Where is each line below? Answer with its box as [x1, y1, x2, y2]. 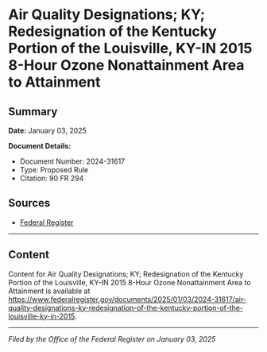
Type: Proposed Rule [19, 165, 89, 174]
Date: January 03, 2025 [8, 126, 87, 135]
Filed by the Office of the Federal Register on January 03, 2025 [8, 334, 216, 343]
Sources [8, 196, 51, 210]
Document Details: [8, 141, 72, 150]
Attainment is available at [8, 286, 91, 296]
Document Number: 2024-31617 [19, 157, 126, 166]
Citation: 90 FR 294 [19, 173, 84, 183]
